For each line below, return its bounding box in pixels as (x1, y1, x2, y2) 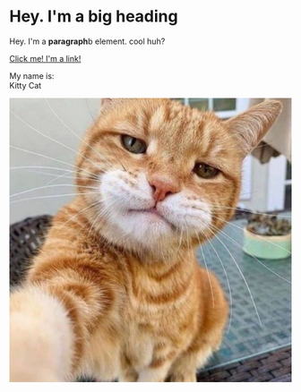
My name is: (9, 70, 55, 81)
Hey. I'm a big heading (9, 6, 178, 27)
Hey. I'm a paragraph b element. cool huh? (9, 36, 166, 47)
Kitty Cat (9, 80, 42, 90)
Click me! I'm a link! (9, 53, 82, 64)
